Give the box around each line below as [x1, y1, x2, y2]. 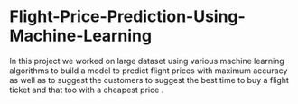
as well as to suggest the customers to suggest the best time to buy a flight [9, 74, 289, 85]
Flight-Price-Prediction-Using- [9, 6, 246, 27]
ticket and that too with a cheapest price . [9, 84, 164, 95]
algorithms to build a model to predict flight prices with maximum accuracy [9, 65, 288, 76]
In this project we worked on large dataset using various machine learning [9, 55, 284, 66]
